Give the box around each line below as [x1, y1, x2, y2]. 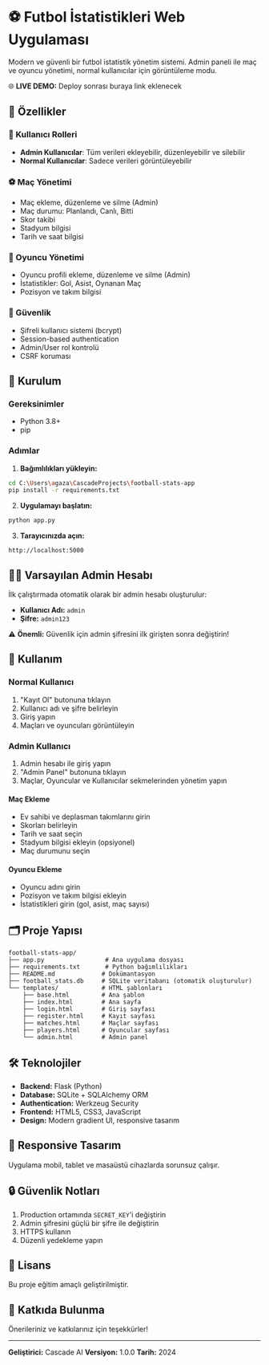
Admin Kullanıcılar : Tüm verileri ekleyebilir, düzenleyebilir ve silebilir [19, 147, 246, 157]
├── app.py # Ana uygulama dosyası [8, 956, 184, 964]
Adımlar [8, 445, 40, 456]
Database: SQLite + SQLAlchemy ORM [19, 1090, 149, 1099]
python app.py [8, 516, 56, 524]
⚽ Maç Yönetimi [8, 176, 72, 187]
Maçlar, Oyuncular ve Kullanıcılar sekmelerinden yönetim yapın [19, 776, 227, 785]
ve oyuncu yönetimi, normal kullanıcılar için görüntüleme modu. [8, 65, 218, 75]
